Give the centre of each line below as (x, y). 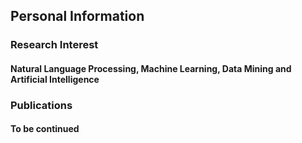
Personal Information (77, 16)
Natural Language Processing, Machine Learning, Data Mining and (151, 68)
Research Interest (54, 45)
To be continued (45, 129)
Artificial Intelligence (55, 79)
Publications (41, 105)
